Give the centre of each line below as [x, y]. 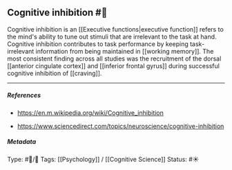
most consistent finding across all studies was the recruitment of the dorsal [114, 59]
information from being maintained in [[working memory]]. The [125, 51]
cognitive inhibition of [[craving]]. [55, 73]
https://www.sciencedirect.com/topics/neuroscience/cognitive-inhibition [120, 126]
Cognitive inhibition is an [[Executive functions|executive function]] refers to [116, 29]
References [24, 95]
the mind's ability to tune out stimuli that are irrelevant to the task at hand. [112, 36]
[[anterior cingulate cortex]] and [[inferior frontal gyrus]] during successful [113, 65]
